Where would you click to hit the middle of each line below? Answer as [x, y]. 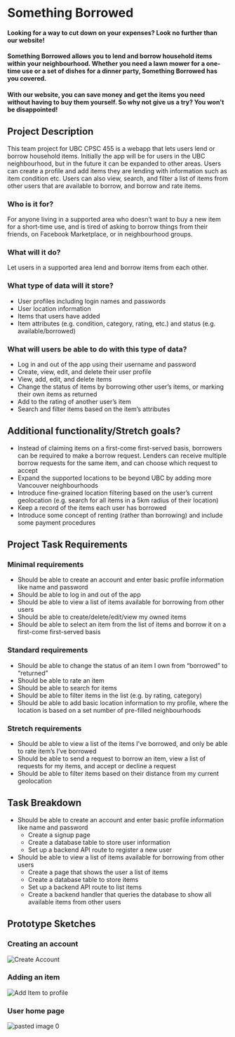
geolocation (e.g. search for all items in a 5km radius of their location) [118, 500]
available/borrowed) [46, 330]
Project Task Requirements [67, 545]
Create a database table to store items [83, 879]
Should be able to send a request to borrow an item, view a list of [111, 758]
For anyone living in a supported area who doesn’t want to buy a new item [114, 220]
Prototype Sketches [52, 924]
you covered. [27, 79]
